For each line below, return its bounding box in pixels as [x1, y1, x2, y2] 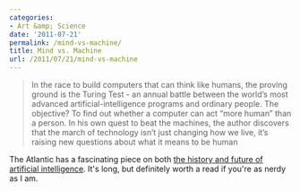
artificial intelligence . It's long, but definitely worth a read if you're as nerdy [9, 163, 287, 174]
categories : [9, 13, 54, 22]
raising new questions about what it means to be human [30, 136, 238, 147]
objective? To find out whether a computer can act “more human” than [30, 109, 292, 118]
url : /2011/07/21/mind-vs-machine [9, 55, 139, 64]
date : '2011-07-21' [9, 30, 82, 39]
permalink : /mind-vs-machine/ [9, 38, 123, 48]
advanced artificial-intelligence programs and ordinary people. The [30, 99, 279, 109]
